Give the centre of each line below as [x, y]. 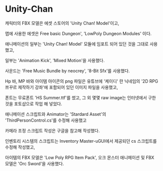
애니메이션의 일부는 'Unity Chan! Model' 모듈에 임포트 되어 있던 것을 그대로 [77, 44]
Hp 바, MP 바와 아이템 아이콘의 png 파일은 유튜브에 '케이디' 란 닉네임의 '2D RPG [81, 81]
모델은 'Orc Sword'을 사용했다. [35, 163]
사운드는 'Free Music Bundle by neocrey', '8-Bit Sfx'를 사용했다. [67, 71]
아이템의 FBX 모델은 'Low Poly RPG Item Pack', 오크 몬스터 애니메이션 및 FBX [80, 157]
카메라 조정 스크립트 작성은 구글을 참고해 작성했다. [53, 130]
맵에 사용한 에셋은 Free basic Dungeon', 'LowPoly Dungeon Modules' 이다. [78, 33]
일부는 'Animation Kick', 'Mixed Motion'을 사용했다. [55, 60]
